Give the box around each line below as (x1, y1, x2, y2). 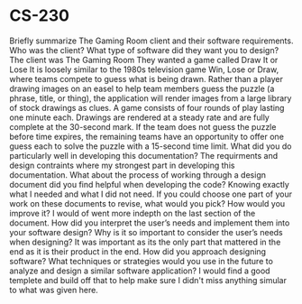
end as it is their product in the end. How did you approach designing (9, 245, 267, 257)
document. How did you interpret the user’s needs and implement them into (9, 217, 290, 228)
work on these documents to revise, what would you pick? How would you (9, 198, 286, 208)
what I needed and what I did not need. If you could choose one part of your (9, 189, 293, 199)
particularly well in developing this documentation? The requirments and (9, 150, 279, 161)
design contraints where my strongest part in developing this (9, 160, 235, 170)
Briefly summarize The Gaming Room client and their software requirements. (9, 35, 294, 46)
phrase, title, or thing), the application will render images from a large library (9, 92, 292, 104)
